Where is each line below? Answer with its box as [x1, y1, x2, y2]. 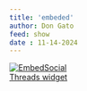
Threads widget [9, 72, 68, 83]
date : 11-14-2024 [9, 37, 78, 47]
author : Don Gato [9, 21, 74, 30]
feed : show [9, 29, 50, 38]
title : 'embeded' [9, 12, 74, 22]
